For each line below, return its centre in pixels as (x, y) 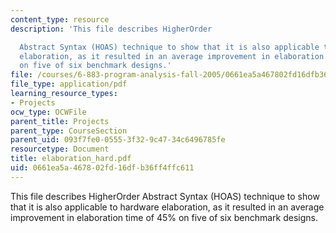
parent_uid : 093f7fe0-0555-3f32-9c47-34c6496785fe (118, 140)
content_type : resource (60, 19)
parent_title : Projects (60, 121)
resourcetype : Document (60, 149)
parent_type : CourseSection (69, 131)
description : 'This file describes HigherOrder (111, 29)
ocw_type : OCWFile (48, 112)
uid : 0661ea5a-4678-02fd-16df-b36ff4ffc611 (102, 168)
